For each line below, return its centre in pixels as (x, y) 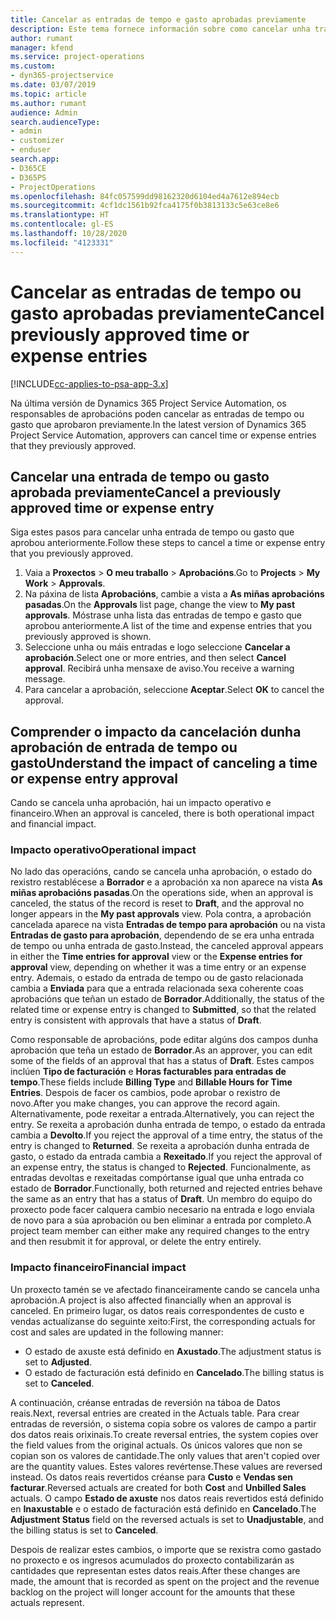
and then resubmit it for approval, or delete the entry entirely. (136, 1242)
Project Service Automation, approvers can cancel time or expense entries (163, 435)
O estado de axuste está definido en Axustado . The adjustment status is (173, 1351)
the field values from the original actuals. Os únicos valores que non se (156, 1445)
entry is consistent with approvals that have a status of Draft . (136, 1020)
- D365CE (28, 168)
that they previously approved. (73, 445)
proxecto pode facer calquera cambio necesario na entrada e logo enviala (162, 1210)
